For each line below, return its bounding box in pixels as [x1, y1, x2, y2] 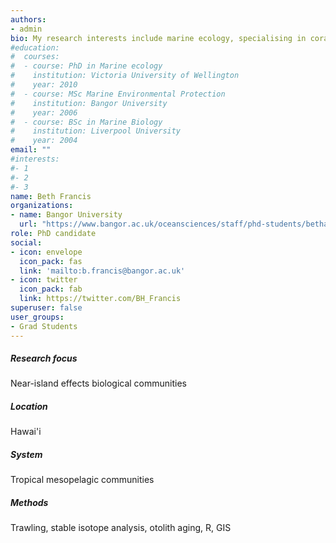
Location [10, 401, 48, 413]
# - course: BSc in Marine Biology [10, 117, 163, 127]
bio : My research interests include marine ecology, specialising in [10, 33, 307, 43]
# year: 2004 [10, 136, 78, 146]
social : [10, 237, 43, 248]
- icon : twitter [10, 275, 78, 285]
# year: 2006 [10, 107, 78, 118]
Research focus [10, 352, 78, 365]
